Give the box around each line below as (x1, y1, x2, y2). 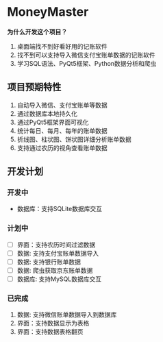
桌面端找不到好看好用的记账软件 (16, 42, 108, 50)
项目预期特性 (7, 82, 62, 93)
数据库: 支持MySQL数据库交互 (16, 275, 101, 283)
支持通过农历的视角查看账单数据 (16, 143, 108, 151)
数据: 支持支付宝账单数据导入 (16, 249, 99, 257)
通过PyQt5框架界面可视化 (16, 118, 89, 126)
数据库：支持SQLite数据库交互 (16, 205, 103, 213)
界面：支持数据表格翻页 (16, 328, 84, 336)
